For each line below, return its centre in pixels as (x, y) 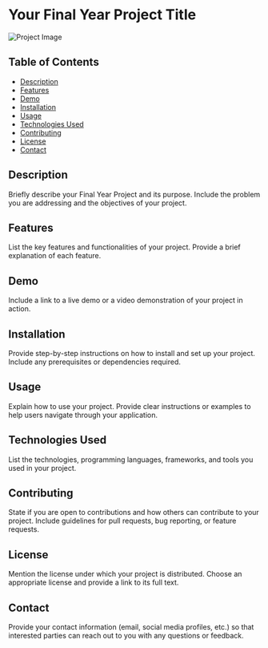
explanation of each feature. (55, 256)
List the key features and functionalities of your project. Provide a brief (125, 247)
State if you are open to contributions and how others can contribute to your (134, 512)
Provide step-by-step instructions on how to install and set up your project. (132, 353)
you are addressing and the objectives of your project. (98, 203)
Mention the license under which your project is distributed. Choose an (125, 574)
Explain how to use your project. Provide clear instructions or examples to (130, 406)
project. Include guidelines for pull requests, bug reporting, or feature (122, 521)
